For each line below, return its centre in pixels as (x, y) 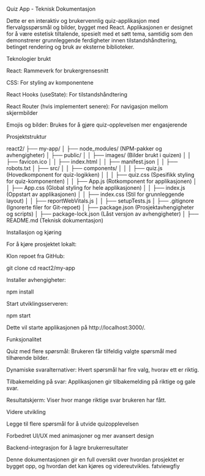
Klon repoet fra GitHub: (36, 256)
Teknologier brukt (28, 59)
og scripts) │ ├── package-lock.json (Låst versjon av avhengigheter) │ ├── (102, 214)
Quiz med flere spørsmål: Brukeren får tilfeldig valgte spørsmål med (91, 351)
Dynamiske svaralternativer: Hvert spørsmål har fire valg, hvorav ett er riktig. (103, 370)
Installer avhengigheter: (36, 280)
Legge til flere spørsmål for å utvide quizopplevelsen (73, 424)
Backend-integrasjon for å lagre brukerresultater (67, 447)
